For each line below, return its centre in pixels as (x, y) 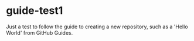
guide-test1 (35, 11)
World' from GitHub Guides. (40, 32)
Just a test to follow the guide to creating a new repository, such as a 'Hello (97, 27)
